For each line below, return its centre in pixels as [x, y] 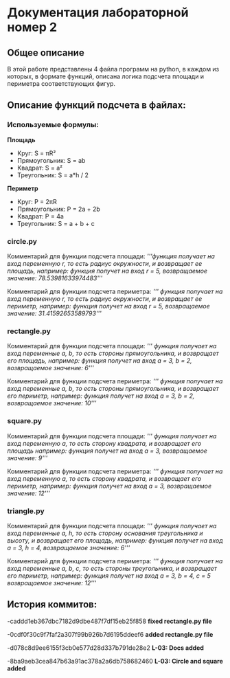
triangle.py [26, 511]
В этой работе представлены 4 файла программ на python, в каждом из [113, 69]
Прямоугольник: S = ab [51, 160]
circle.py [22, 241]
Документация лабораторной [98, 13]
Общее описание [46, 53]
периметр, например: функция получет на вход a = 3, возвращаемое [110, 486]
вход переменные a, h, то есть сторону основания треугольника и [105, 533]
